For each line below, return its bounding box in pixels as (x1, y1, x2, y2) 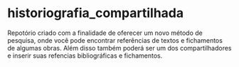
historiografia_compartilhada (7, 5, 184, 21)
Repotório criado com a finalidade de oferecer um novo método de (7, 29, 203, 37)
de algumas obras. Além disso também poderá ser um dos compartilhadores (7, 43, 232, 52)
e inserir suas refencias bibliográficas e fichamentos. (7, 51, 163, 60)
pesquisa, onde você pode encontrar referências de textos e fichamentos (7, 36, 223, 44)
